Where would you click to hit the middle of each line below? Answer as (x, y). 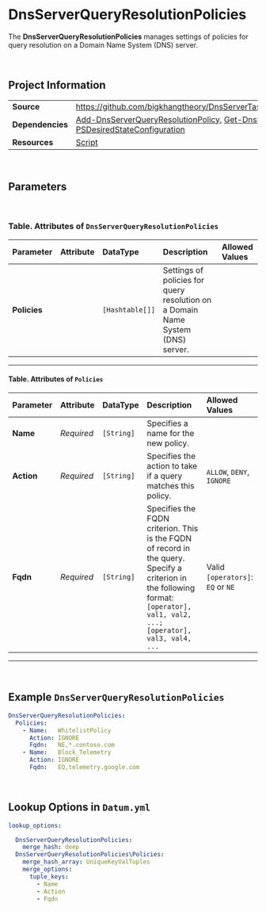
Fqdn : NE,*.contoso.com (72, 745)
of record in (168, 549)
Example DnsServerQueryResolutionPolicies (116, 697)
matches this (171, 486)
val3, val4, (169, 639)
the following (171, 588)
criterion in (167, 578)
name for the (171, 434)
